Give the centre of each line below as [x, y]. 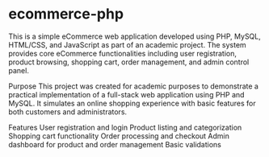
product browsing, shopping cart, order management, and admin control [129, 62]
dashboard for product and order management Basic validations [115, 144]
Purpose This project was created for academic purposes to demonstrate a [133, 86]
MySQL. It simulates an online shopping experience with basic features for [132, 103]
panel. [19, 70]
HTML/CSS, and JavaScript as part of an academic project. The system [127, 44]
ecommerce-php [66, 14]
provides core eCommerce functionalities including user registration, [122, 53]
